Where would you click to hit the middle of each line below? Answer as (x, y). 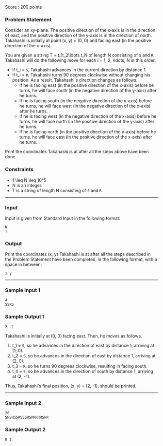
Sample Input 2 (23, 403)
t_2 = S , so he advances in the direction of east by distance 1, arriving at (84, 355)
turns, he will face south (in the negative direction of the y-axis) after (88, 91)
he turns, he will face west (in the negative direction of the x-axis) (85, 106)
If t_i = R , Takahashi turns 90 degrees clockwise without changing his (81, 75)
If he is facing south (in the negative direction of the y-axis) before (86, 101)
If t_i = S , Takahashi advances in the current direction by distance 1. (79, 70)
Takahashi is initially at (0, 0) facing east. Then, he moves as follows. (73, 336)
